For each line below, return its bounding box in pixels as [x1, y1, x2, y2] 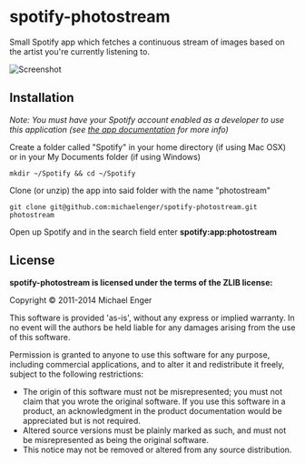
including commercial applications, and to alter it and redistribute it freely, [9, 358, 285, 369]
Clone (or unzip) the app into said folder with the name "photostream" [9, 185, 271, 196]
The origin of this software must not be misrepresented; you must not [22, 386, 283, 397]
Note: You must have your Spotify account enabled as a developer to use [9, 114, 284, 125]
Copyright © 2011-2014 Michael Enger [9, 294, 152, 306]
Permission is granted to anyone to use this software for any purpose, [9, 348, 271, 360]
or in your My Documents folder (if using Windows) [9, 151, 202, 162]
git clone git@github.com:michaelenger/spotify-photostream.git [9, 202, 258, 211]
